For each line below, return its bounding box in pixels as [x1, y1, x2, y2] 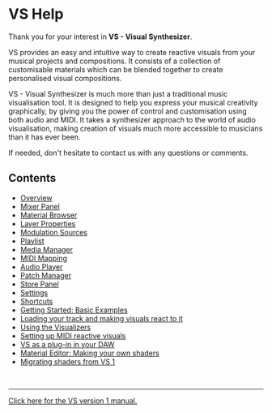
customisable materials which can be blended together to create [8, 64, 223, 74]
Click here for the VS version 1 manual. [8, 395, 138, 406]
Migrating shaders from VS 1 [19, 356, 116, 366]
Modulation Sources [19, 227, 87, 237]
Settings [19, 287, 49, 297]
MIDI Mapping [19, 253, 67, 263]
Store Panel [19, 279, 59, 289]
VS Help [8, 5, 64, 24]
